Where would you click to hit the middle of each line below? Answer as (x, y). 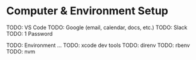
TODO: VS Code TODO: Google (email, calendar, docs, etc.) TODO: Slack (97, 27)
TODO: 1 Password (30, 33)
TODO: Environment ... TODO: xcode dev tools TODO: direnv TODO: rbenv (98, 45)
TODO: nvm (21, 51)
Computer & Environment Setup (87, 11)
